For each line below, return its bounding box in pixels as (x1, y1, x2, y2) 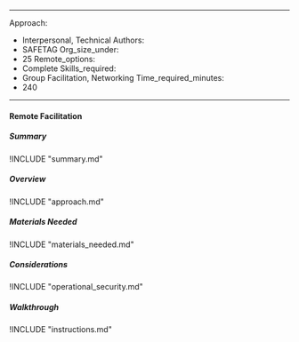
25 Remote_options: (21, 54, 96, 64)
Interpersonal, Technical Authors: (21, 35, 145, 45)
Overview (9, 174, 46, 185)
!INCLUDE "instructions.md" (9, 324, 113, 335)
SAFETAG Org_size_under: (21, 44, 119, 54)
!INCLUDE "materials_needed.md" (9, 239, 135, 250)
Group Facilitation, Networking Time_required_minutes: (21, 73, 224, 83)
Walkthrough (9, 302, 60, 313)
